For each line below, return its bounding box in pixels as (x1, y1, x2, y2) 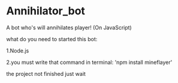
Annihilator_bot (6, 4, 86, 18)
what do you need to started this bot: (6, 35, 98, 42)
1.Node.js (6, 47, 29, 54)
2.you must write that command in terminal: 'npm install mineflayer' (6, 59, 173, 66)
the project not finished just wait (6, 70, 86, 77)
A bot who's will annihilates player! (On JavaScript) (6, 24, 132, 31)
